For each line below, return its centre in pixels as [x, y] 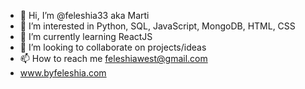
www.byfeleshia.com [63, 73]
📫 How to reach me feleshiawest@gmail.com [113, 58]
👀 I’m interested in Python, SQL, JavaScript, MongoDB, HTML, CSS [157, 26]
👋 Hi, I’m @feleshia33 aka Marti [84, 15]
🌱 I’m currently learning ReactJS [86, 36]
